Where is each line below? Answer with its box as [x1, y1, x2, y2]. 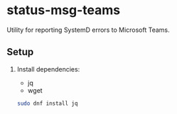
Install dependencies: [16, 64, 80, 73]
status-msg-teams [6, 2, 121, 18]
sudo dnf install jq [16, 100, 78, 107]
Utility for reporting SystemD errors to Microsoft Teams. [6, 25, 170, 34]
